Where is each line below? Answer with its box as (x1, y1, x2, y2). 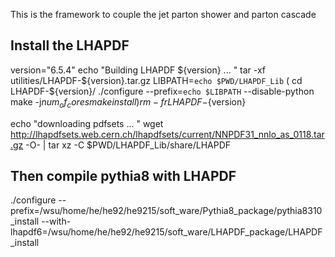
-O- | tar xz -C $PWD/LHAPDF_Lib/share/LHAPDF (25, 139, 232, 151)
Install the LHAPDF (10, 37, 130, 54)
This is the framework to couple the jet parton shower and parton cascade (10, 9, 317, 20)
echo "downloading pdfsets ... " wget (10, 117, 164, 129)
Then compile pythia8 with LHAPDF (10, 168, 237, 184)
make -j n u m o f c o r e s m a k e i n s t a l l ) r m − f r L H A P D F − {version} (10, 95, 247, 110)
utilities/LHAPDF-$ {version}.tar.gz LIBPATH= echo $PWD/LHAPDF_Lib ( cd (10, 74, 303, 86)
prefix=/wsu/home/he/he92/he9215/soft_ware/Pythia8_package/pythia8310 (10, 205, 323, 217)
